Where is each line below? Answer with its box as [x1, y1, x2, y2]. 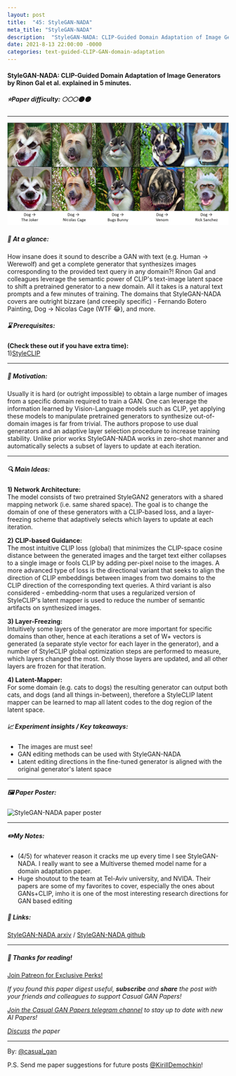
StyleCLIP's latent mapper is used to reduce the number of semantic [7, 596, 206, 605]
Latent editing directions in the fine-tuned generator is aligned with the [17, 757, 223, 766]
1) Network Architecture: [7, 485, 81, 494]
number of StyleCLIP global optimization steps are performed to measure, [7, 647, 221, 655]
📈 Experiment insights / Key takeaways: [7, 722, 129, 731]
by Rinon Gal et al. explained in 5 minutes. [7, 78, 132, 87]
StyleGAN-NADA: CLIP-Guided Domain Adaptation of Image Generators [7, 71, 221, 79]
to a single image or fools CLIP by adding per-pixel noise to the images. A [7, 559, 220, 568]
